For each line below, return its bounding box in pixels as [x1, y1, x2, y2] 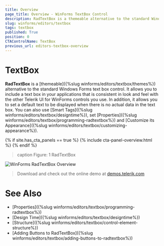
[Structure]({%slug [12, 220, 50, 225]
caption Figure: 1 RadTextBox [17, 152, 76, 157]
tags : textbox [5, 25, 34, 30]
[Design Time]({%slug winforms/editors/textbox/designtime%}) [12, 214, 140, 220]
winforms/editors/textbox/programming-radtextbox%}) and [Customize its [5, 117, 155, 123]
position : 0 [5, 35, 29, 40]
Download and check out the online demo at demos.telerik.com [17, 171, 145, 177]
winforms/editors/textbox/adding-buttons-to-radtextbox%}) [12, 235, 133, 241]
